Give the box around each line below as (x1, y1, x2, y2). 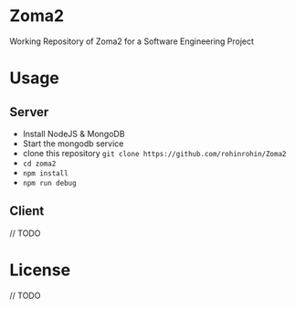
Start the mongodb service (22, 138, 124, 149)
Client (9, 203, 45, 219)
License (9, 260, 71, 280)
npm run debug (22, 178, 77, 187)
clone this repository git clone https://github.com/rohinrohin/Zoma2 (22, 147, 287, 158)
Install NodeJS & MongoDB (22, 128, 125, 139)
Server (9, 104, 49, 120)
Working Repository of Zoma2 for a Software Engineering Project (9, 36, 254, 47)
